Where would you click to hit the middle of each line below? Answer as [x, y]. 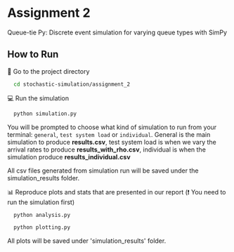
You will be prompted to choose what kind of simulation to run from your [112, 127]
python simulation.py [45, 114]
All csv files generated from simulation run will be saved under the [103, 171]
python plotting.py [42, 227]
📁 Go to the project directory [48, 71]
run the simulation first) [41, 202]
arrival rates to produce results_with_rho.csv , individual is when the [106, 150]
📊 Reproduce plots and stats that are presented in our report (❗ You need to [117, 192]
